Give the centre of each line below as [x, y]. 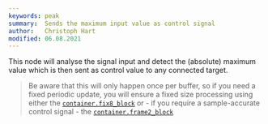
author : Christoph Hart [52, 31]
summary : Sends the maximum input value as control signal [112, 24]
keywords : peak [34, 16]
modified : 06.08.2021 [45, 38]
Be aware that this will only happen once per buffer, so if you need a [142, 86]
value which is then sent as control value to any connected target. [118, 71]
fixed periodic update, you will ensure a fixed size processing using [140, 95]
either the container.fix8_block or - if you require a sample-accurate [144, 103]
